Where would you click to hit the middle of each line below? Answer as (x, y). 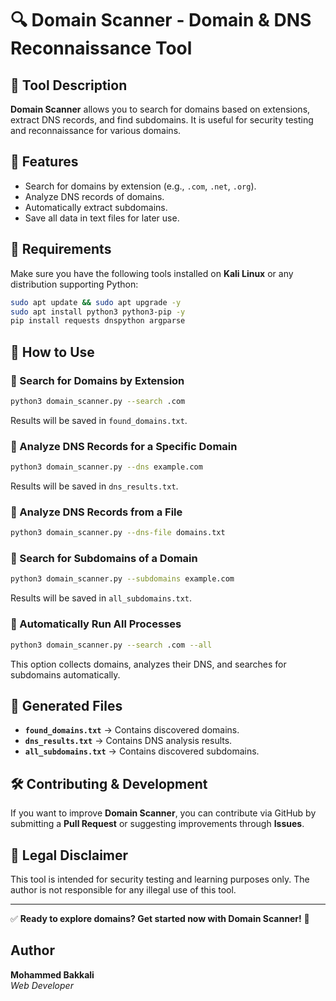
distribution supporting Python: (74, 284)
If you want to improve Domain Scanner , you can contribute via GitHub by (163, 813)
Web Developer (42, 985)
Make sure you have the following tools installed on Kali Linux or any (152, 273)
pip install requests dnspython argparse (98, 321)
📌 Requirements (61, 249)
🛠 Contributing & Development (109, 783)
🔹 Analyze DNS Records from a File (96, 512)
